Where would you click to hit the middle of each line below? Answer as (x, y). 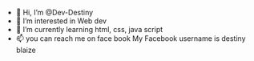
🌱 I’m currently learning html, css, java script (89, 29)
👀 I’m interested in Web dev (61, 21)
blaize (26, 50)
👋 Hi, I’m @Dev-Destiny (54, 12)
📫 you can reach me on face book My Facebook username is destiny (131, 39)
